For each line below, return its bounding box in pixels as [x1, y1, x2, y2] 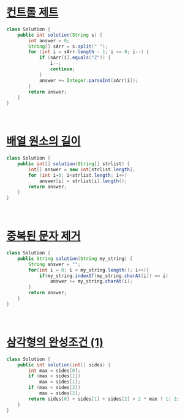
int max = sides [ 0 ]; [28, 368, 81, 374]
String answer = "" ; [28, 261, 81, 267]
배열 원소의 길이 [6, 135, 81, 149]
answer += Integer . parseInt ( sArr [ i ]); [39, 77, 138, 83]
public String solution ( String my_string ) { [17, 255, 133, 262]
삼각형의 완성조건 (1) [6, 336, 104, 349]
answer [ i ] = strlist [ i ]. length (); [39, 178, 127, 184]
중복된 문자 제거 [6, 229, 81, 243]
